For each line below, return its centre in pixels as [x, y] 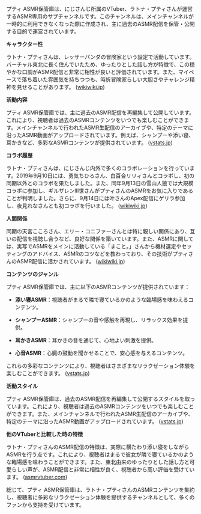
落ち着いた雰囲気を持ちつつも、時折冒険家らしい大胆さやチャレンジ [106, 79]
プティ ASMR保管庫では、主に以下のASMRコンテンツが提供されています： [98, 287]
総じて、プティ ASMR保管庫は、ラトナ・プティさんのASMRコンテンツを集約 [100, 490]
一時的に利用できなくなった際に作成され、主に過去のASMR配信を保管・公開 [100, 24]
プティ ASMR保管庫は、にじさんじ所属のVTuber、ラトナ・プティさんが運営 [100, 9]
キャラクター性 [25, 44]
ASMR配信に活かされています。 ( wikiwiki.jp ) [71, 261]
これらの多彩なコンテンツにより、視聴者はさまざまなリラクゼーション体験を [100, 366]
